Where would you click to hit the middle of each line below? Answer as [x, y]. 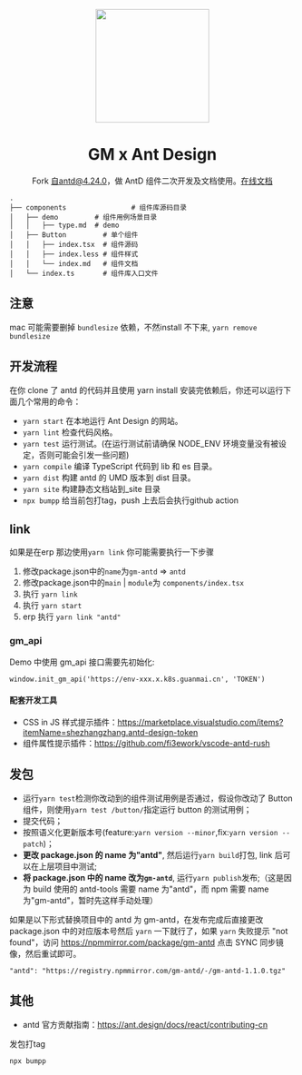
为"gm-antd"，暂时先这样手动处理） [90, 900]
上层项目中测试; [68, 866]
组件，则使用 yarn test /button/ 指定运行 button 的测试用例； [137, 809]
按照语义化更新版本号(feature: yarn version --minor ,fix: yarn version [150, 832]
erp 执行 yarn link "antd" [72, 616]
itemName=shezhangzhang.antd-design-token [110, 732]
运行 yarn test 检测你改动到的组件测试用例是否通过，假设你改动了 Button [157, 798]
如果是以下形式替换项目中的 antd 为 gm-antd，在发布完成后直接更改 [136, 919]
